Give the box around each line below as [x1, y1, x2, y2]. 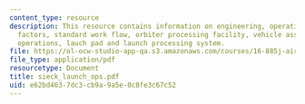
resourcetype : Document [9, 64, 100, 73]
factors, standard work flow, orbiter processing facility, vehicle [17, 30, 282, 39]
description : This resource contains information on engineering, [9, 22, 266, 31]
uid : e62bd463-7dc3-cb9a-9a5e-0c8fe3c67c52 [9, 80, 177, 90]
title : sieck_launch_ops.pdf [9, 72, 120, 81]
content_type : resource [9, 13, 100, 23]
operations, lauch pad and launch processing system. [17, 38, 225, 48]
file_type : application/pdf [9, 55, 116, 64]
